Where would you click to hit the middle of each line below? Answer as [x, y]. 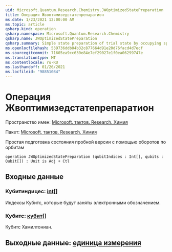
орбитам [15, 147]
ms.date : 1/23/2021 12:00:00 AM [40, 19]
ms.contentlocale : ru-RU [32, 62]
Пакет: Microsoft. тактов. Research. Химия [51, 132]
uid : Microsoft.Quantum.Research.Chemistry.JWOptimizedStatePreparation [84, 10]
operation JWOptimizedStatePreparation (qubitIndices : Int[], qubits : [84, 156]
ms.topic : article [25, 24]
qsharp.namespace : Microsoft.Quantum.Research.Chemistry [67, 34]
